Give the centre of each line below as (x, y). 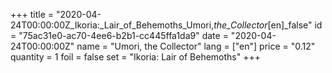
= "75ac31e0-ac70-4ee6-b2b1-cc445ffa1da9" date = (119, 35)
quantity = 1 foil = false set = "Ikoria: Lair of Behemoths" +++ (135, 57)
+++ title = (32, 14)
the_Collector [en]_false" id (268, 25)
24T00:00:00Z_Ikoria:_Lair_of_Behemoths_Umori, (112, 25)
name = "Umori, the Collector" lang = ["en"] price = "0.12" (196, 46)
